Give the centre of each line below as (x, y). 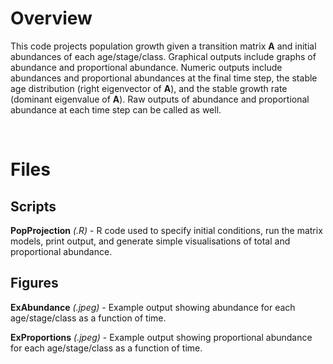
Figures (34, 283)
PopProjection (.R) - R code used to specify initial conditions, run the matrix (166, 230)
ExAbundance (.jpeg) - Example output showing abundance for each (153, 307)
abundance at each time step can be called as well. (116, 109)
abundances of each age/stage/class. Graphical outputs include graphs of (163, 56)
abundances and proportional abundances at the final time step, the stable (164, 78)
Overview (51, 18)
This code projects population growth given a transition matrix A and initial (163, 46)
